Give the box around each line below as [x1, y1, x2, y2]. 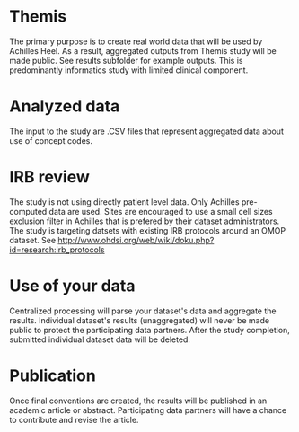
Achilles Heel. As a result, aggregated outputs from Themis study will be [9, 45, 277, 56]
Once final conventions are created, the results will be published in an [9, 395, 268, 406]
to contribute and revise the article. [9, 414, 139, 425]
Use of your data [9, 276, 136, 295]
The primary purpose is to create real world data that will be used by [9, 36, 263, 47]
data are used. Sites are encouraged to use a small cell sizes [48, 206, 273, 216]
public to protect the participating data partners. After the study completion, [9, 324, 290, 335]
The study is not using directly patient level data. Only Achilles [9, 196, 240, 207]
